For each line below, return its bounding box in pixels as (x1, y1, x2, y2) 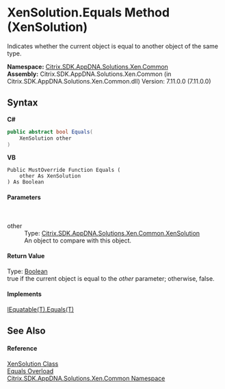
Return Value (7, 252, 45, 260)
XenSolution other (19, 135, 72, 142)
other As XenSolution (19, 173, 81, 179)
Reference (7, 344, 38, 352)
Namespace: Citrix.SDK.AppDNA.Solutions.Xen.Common (7, 62, 169, 71)
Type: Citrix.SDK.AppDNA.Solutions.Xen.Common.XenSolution (24, 229, 200, 237)
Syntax (7, 97, 38, 109)
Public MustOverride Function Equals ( (7, 166, 121, 174)
